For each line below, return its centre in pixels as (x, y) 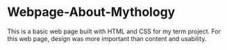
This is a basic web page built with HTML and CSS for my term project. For (114, 31)
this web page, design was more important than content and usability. (107, 38)
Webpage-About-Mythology (91, 12)
